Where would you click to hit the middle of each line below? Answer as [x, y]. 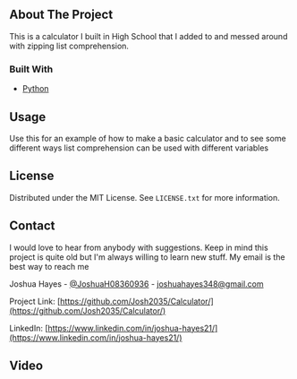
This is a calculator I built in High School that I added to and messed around [148, 36]
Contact [32, 226]
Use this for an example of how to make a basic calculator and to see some [148, 138]
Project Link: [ [35, 301]
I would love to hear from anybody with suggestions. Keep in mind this [139, 247]
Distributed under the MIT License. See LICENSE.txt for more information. [144, 197]
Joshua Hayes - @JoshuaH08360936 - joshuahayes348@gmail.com [136, 284]
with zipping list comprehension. [69, 46]
